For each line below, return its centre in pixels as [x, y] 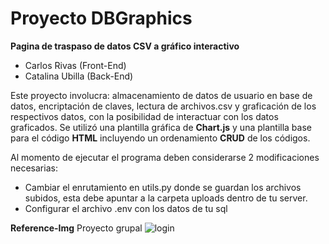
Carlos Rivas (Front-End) [75, 65]
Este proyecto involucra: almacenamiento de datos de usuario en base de [161, 95]
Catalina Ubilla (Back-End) [79, 76]
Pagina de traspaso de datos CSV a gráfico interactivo [125, 46]
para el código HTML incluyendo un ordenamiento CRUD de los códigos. [160, 138]
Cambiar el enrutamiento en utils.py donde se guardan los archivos [163, 187]
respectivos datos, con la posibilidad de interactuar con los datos [144, 116]
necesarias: [34, 168]
